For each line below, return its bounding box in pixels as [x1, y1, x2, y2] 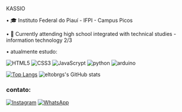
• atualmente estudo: [6, 48, 58, 55]
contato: [6, 85, 31, 94]
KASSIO [6, 5, 25, 12]
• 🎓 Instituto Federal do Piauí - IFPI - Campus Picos [6, 17, 133, 24]
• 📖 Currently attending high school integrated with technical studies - [6, 31, 177, 37]
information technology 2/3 [6, 37, 72, 44]
